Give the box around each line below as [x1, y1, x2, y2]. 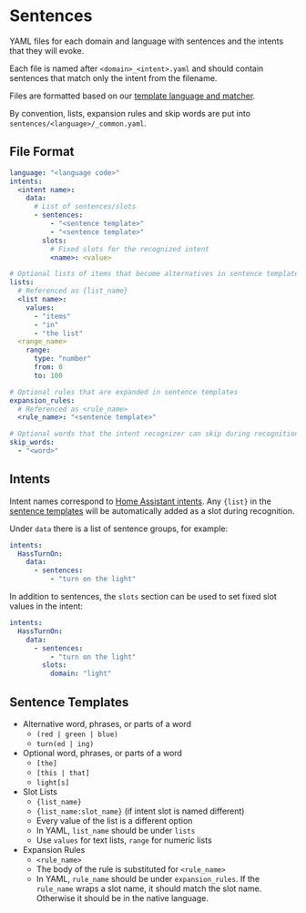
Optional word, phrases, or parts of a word [22, 748, 182, 758]
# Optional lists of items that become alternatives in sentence [9, 270, 262, 279]
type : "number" [33, 354, 92, 364]
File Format [9, 144, 75, 159]
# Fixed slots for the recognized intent [49, 244, 209, 253]
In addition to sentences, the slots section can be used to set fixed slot [9, 591, 278, 602]
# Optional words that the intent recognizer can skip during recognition [9, 429, 300, 438]
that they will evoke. [9, 45, 85, 56]
